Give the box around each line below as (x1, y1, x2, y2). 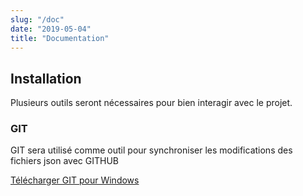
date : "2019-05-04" (10, 24, 92, 34)
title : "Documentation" (10, 33, 110, 43)
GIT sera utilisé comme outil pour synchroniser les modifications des (10, 144, 293, 156)
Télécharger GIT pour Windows (10, 174, 140, 186)
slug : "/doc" (10, 14, 65, 25)
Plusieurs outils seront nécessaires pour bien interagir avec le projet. (10, 97, 293, 109)
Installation (10, 70, 82, 87)
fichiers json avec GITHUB (10, 155, 119, 167)
